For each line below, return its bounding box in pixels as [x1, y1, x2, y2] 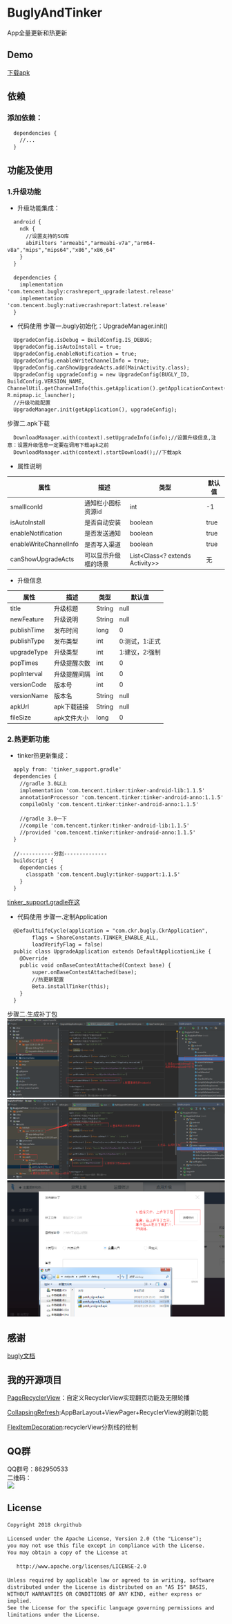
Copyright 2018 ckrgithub [7, 1521, 81, 1529]
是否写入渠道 [84, 540, 122, 548]
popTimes [10, 659, 39, 667]
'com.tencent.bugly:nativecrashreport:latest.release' [7, 302, 168, 309]
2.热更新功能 [7, 735, 50, 745]
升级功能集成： [17, 204, 60, 212]
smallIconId [10, 503, 43, 511]
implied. [7, 1597, 32, 1605]
